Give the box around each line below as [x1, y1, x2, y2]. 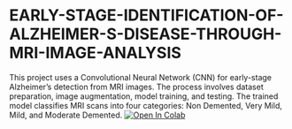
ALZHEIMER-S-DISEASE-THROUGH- [9, 24, 282, 44]
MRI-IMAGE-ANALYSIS [9, 43, 181, 63]
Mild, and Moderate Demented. [9, 110, 123, 120]
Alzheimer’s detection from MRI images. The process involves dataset [9, 81, 264, 92]
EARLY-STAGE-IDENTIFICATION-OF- [9, 5, 284, 26]
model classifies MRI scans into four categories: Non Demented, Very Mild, [9, 100, 283, 110]
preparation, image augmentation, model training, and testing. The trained [9, 90, 279, 102]
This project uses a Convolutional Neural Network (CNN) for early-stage [9, 72, 273, 82]
